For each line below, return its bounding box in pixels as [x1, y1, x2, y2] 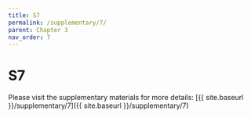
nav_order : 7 [8, 33, 51, 41]
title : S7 [8, 11, 41, 20]
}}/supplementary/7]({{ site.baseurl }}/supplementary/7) [8, 101, 189, 110]
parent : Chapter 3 [8, 26, 68, 34]
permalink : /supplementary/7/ [8, 19, 107, 27]
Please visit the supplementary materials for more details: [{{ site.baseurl [8, 93, 244, 102]
